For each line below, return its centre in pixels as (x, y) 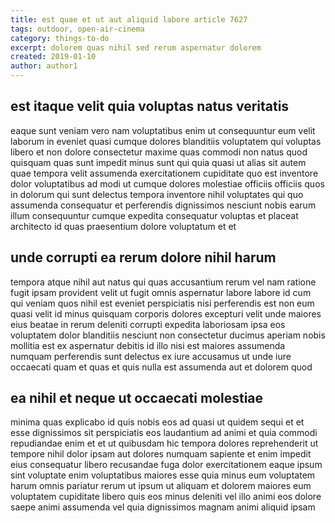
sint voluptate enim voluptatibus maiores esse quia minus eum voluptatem (163, 475)
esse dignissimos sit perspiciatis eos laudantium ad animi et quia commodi (164, 433)
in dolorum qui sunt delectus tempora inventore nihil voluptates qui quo (157, 194)
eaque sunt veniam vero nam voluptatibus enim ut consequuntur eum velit (163, 130)
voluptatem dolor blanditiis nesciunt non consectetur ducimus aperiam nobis (168, 335)
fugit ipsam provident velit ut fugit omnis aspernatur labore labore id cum (161, 292)
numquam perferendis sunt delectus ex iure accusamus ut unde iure (151, 356)
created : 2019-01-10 (53, 57)
